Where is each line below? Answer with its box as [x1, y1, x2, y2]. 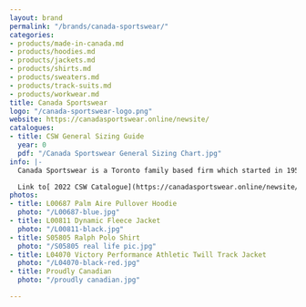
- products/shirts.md [9, 65, 92, 74]
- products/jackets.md [9, 56, 96, 65]
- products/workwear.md [9, 89, 100, 98]
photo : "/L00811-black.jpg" [17, 224, 125, 233]
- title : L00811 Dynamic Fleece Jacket [9, 216, 161, 225]
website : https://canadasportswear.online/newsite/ [9, 115, 209, 124]
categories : [9, 30, 55, 39]
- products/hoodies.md [9, 47, 96, 56]
